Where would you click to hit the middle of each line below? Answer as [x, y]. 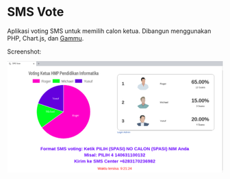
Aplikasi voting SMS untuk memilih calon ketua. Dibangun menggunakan [109, 31]
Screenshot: [24, 51]
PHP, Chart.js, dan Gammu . [46, 38]
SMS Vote [36, 12]
